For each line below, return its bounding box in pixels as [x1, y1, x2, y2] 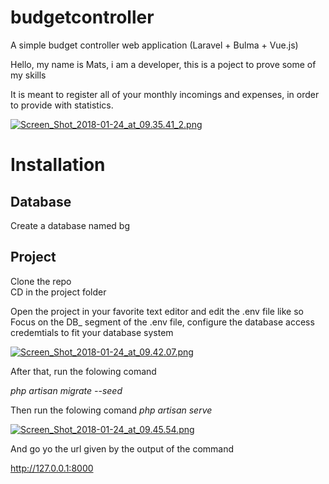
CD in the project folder [10, 286, 107, 298]
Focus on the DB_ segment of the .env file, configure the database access [10, 316, 315, 328]
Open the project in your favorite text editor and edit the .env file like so [10, 305, 305, 317]
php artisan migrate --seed [10, 384, 123, 396]
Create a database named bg [10, 219, 130, 231]
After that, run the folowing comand [10, 365, 157, 377]
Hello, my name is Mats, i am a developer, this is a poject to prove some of [10, 58, 317, 70]
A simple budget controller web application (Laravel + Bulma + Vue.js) [10, 39, 299, 51]
